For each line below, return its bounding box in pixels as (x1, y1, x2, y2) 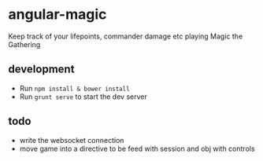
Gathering (8, 39, 41, 49)
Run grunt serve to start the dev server (19, 92, 147, 101)
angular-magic (8, 5, 107, 24)
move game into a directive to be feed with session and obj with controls (19, 144, 255, 153)
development (8, 63, 75, 76)
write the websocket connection (19, 135, 124, 145)
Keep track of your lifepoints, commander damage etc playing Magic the (8, 31, 243, 41)
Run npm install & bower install (19, 83, 130, 93)
